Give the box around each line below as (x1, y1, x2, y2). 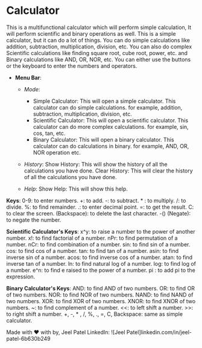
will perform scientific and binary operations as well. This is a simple (6, 30, 176, 37)
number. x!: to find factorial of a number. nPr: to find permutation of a (6, 234, 178, 241)
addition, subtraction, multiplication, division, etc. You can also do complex (6, 43, 192, 50)
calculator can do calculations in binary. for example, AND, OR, (33, 142, 189, 149)
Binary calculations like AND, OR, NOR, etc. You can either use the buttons (6, 56, 191, 63)
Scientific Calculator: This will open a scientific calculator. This (33, 116, 189, 124)
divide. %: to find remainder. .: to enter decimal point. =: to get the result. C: (6, 203, 194, 211)
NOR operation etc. (33, 149, 81, 156)
